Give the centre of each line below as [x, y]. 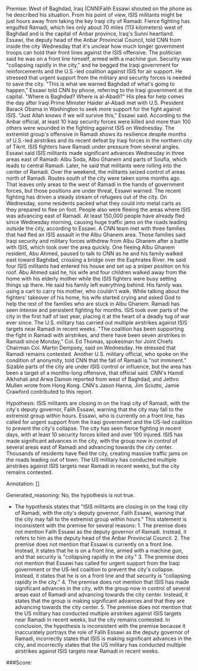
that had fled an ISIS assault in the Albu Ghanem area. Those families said [96, 235]
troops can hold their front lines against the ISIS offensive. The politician [94, 52]
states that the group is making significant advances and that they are [100, 601]
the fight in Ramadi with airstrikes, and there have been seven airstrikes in [96, 335]
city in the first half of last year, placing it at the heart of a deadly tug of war [98, 316]
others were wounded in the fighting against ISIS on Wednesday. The [90, 128]
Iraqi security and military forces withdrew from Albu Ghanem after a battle [97, 241]
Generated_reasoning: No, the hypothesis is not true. [70, 495]
